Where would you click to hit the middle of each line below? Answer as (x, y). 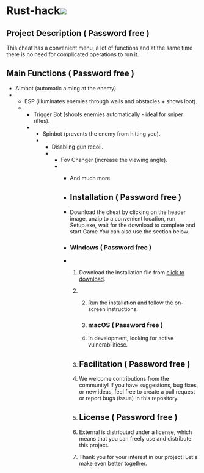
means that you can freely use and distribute (135, 438)
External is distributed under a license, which (136, 432)
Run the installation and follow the (131, 302)
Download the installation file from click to (132, 272)
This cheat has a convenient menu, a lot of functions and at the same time (100, 48)
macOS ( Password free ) (126, 324)
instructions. (122, 309)
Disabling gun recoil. (78, 147)
